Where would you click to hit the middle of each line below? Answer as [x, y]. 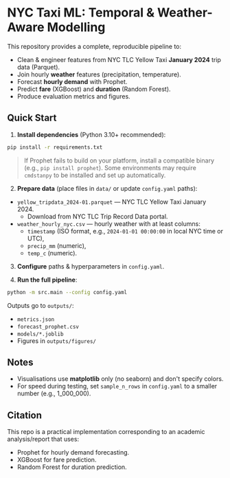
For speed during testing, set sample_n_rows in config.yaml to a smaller [117, 386]
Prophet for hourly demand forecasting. [73, 453]
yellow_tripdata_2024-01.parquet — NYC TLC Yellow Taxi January [112, 202]
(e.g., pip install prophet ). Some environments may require [110, 167]
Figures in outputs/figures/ [56, 341]
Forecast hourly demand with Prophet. [72, 81]
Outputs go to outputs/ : [41, 305]
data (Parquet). [38, 67]
